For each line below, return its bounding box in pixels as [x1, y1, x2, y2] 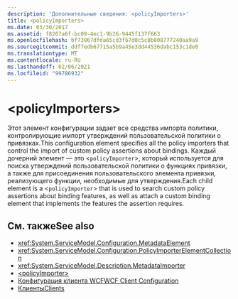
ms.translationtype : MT [7, 50, 78, 58]
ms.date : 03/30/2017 [7, 23, 69, 31]
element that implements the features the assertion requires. [7, 200, 185, 208]
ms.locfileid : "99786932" [7, 70, 84, 77]
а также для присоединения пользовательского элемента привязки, [7, 169, 217, 178]
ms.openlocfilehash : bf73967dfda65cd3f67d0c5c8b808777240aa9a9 [7, 37, 199, 44]
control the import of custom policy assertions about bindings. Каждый [7, 146, 217, 155]
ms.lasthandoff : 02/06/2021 [7, 63, 91, 70]
